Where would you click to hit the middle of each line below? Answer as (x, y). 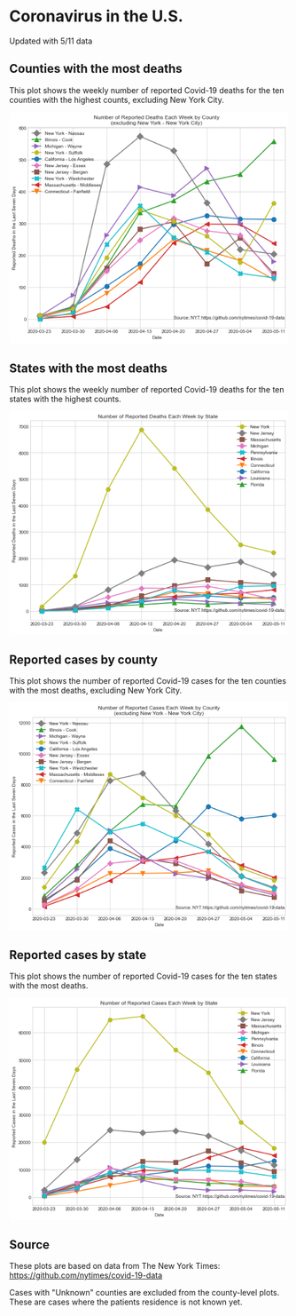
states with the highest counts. (65, 399)
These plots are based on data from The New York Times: (115, 1266)
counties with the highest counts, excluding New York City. (117, 99)
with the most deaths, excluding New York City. (96, 691)
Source (30, 1245)
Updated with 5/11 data (51, 41)
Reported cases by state (78, 955)
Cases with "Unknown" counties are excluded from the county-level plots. (144, 1293)
